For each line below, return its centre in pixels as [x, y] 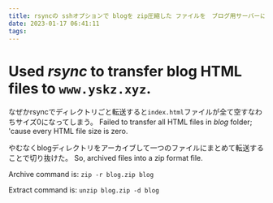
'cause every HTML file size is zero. [68, 132]
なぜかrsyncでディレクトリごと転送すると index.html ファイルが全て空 [125, 112]
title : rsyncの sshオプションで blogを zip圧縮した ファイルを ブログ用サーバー [134, 16]
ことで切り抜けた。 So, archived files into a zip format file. [106, 158]
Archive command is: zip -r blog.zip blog [81, 175]
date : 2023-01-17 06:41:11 [54, 24]
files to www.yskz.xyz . [80, 88]
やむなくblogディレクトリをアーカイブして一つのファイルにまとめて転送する [136, 148]
